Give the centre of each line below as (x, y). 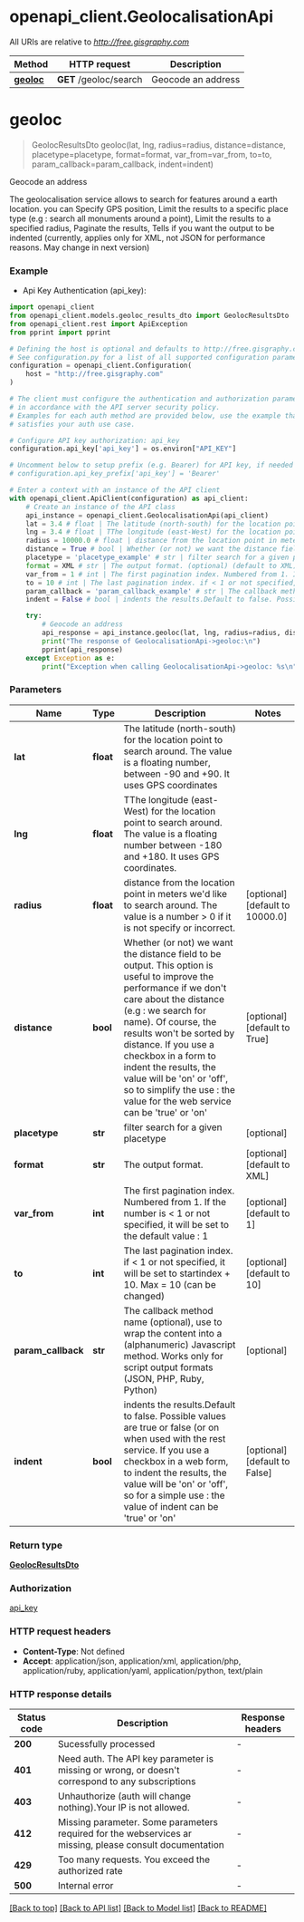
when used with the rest (175, 1438)
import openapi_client (52, 307)
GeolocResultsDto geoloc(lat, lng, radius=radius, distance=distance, (159, 145)
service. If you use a (166, 1450)
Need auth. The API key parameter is (136, 1758)
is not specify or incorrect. (180, 928)
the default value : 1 (166, 1236)
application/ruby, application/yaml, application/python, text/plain (142, 1670)
